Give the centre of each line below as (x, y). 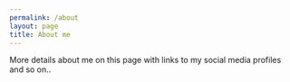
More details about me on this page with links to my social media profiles (145, 60)
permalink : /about (44, 18)
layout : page (34, 26)
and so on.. (30, 69)
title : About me (40, 34)
